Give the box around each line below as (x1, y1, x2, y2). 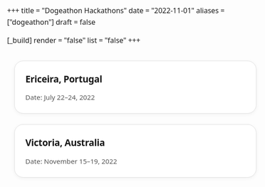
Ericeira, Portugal (25, 72, 103, 85)
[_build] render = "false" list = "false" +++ (7, 35, 141, 46)
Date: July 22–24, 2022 (25, 92, 95, 102)
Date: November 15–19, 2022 (25, 156, 118, 166)
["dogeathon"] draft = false (7, 16, 96, 27)
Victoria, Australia (25, 136, 105, 149)
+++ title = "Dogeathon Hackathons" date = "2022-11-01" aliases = (7, 5, 225, 16)
